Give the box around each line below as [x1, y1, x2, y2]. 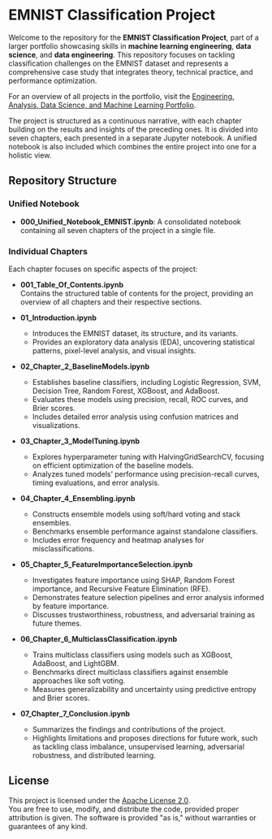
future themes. [32, 618, 82, 628]
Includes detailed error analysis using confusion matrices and [32, 412, 239, 422]
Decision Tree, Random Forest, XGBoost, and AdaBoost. [32, 386, 220, 396]
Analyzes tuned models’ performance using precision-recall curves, [32, 469, 260, 478]
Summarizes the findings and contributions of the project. [32, 724, 226, 734]
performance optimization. [8, 76, 97, 85]
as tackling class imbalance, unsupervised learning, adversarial [32, 742, 245, 751]
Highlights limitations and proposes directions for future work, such [32, 733, 258, 742]
